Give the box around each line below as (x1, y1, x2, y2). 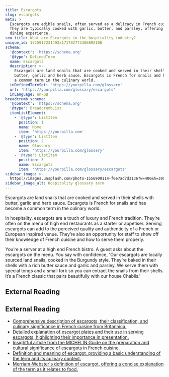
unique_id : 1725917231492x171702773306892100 (5, 40, 102, 45)
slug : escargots (5, 12, 39, 17)
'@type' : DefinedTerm (10, 54, 55, 59)
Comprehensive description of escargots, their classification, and (12, 318, 148, 324)
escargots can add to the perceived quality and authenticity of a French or (5, 226, 159, 232)
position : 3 (18, 157, 44, 162)
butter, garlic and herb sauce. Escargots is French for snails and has (5, 200, 146, 206)
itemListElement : (10, 110, 46, 116)
